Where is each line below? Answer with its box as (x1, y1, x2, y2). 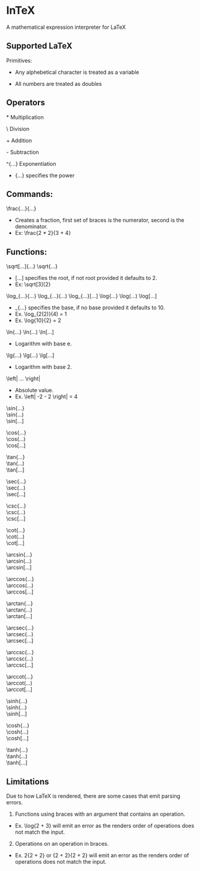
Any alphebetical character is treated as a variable (14, 68, 139, 76)
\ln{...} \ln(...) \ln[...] (6, 329, 54, 336)
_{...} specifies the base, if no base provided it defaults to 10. (14, 304, 165, 311)
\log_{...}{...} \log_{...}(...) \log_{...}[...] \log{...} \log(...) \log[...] (6, 293, 157, 300)
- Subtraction (6, 148, 39, 156)
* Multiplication (6, 114, 44, 121)
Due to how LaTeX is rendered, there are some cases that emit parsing (6, 792, 180, 800)
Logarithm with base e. (14, 340, 72, 347)
